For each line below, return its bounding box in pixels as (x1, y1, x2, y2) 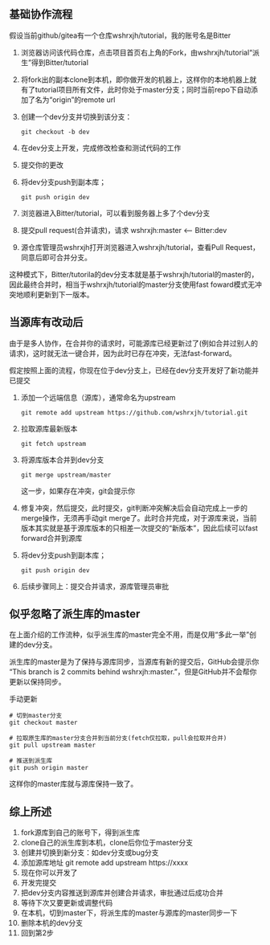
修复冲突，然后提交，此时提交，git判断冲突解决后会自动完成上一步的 (20, 503, 248, 513)
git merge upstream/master (20, 471, 112, 479)
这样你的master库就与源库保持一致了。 (9, 779, 138, 789)
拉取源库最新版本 (20, 423, 78, 433)
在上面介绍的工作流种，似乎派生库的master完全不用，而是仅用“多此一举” (9, 630, 250, 640)
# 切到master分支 (9, 712, 63, 720)
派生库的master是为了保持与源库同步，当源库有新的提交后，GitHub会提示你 (9, 657, 260, 667)
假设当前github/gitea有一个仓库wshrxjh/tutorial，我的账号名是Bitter (9, 31, 231, 40)
